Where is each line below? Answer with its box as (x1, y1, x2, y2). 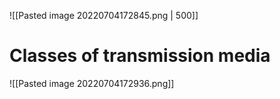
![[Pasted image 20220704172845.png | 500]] (9, 10, 199, 21)
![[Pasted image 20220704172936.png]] (9, 77, 175, 89)
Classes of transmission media (9, 45, 271, 67)
